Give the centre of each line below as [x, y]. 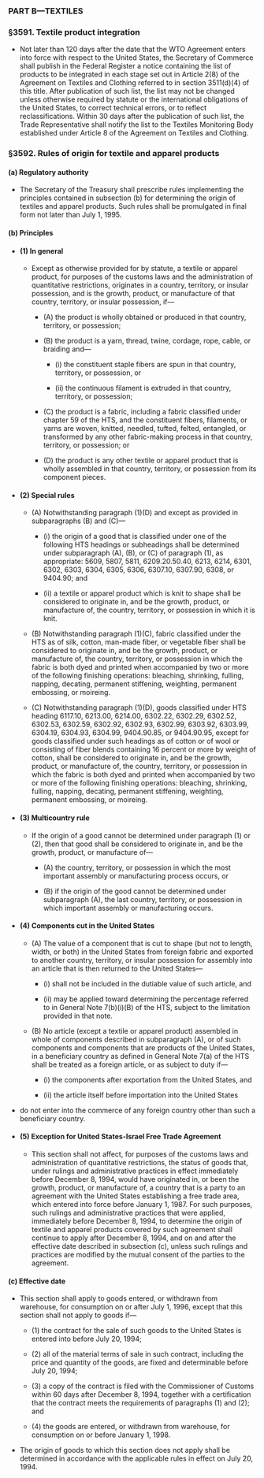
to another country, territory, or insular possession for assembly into [142, 960]
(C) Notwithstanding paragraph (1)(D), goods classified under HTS [139, 707]
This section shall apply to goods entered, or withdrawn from [119, 1298]
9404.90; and [65, 578]
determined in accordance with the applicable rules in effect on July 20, [136, 1458]
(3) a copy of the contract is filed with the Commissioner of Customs [143, 1386]
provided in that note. [78, 1016]
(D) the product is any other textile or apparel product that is [141, 460]
